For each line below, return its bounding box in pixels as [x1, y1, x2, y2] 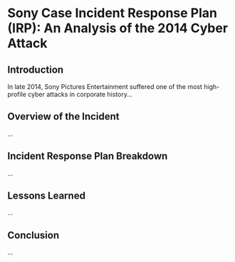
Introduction [7, 63, 64, 75]
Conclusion [7, 229, 60, 241]
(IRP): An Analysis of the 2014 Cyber [7, 20, 229, 36]
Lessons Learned [7, 190, 85, 202]
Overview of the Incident [7, 110, 120, 122]
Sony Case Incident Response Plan [7, 5, 217, 21]
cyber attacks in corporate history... [28, 90, 133, 98]
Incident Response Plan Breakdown [7, 150, 168, 162]
